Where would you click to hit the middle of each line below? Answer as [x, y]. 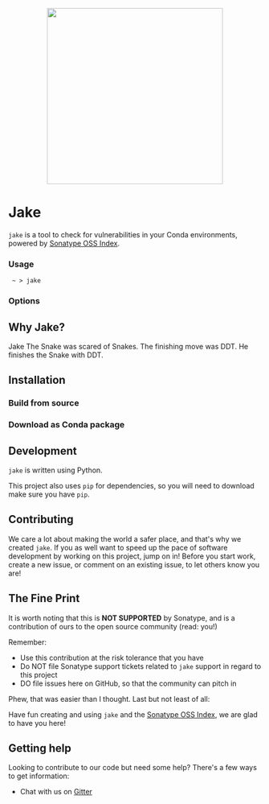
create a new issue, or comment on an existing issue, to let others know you [134, 564]
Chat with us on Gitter [56, 792]
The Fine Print [44, 598]
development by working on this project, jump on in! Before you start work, [132, 556]
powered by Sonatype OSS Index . [64, 243]
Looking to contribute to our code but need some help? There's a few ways [132, 768]
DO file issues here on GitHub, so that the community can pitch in [128, 683]
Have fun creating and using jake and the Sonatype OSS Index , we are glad [133, 714]
